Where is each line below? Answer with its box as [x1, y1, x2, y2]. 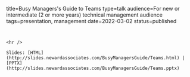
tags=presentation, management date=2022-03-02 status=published [6, 18, 177, 24]
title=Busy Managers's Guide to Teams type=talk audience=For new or [6, 5, 180, 12]
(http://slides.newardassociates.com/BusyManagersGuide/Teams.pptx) [6, 65, 180, 71]
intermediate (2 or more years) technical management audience [6, 11, 163, 18]
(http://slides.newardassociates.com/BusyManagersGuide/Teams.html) [6, 55, 180, 61]
